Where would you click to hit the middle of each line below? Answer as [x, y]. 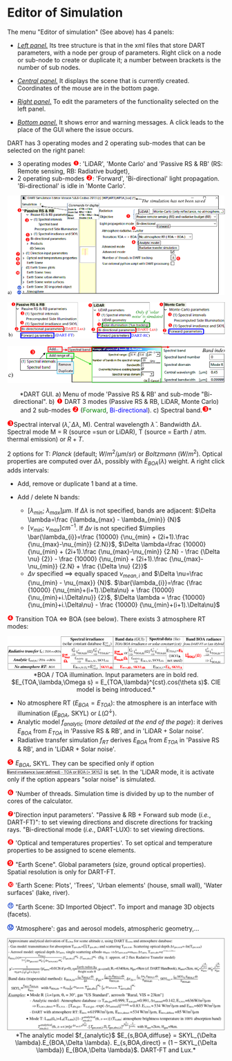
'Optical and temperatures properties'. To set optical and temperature [114, 843]
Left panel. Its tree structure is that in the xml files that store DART [111, 45]
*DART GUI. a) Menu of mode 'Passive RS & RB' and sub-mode [110, 394]
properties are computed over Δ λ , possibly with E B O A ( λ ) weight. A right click [116, 462]
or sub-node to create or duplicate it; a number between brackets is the [119, 59]
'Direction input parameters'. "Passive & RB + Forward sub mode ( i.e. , [112, 815]
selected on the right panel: [46, 150]
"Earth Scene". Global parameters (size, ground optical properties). [110, 864]
